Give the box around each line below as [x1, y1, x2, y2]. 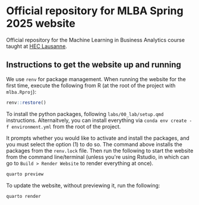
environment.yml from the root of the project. [11, 123, 121, 130]
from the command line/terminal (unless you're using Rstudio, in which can [6, 153, 189, 161]
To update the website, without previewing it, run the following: [6, 182, 160, 189]
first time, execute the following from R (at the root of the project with [6, 82, 176, 89]
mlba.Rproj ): [6, 88, 37, 95]
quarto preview [6, 171, 44, 177]
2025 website [6, 17, 75, 30]
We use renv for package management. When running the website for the [6, 75, 186, 82]
